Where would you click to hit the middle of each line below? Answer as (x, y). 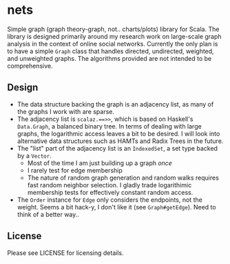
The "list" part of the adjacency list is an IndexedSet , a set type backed (117, 148)
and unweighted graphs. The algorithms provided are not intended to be (109, 58)
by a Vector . (34, 155)
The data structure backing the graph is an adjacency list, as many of (115, 104)
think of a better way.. (48, 214)
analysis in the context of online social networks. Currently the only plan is (113, 44)
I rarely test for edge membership (75, 170)
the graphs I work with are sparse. (66, 111)
